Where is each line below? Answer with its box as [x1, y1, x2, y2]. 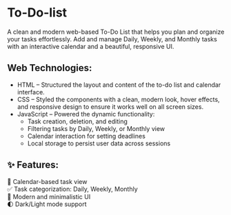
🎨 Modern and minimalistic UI [7, 192, 91, 201]
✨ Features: [7, 159, 59, 171]
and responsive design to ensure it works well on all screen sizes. [17, 102, 204, 111]
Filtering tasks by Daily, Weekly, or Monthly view [27, 124, 165, 132]
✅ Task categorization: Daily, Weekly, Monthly [7, 185, 138, 193]
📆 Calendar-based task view [7, 177, 88, 185]
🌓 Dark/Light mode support [7, 200, 88, 208]
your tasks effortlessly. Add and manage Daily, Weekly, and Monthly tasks [7, 34, 217, 43]
